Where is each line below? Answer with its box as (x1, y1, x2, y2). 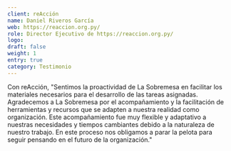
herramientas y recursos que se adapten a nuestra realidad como (7, 105, 200, 113)
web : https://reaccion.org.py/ (7, 23, 101, 30)
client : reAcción (7, 10, 59, 18)
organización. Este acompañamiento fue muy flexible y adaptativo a (7, 113, 207, 121)
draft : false (7, 43, 46, 50)
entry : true (7, 57, 43, 64)
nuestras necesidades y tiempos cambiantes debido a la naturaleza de (7, 120, 215, 128)
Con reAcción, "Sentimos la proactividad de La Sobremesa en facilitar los (7, 82, 222, 91)
